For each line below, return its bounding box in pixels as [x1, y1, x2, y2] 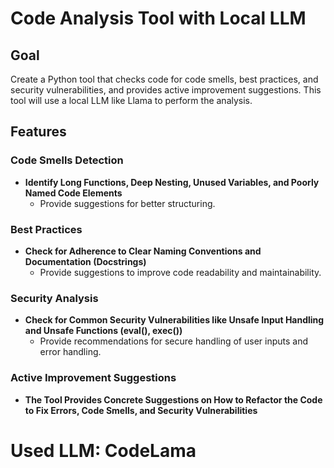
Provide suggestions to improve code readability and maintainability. [39, 266, 322, 278]
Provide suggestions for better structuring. [39, 197, 216, 209]
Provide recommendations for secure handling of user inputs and [39, 335, 309, 347]
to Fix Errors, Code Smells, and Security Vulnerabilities [24, 404, 258, 416]
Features [10, 123, 67, 141]
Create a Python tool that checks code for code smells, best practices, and [10, 73, 319, 85]
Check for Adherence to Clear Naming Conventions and [24, 245, 262, 257]
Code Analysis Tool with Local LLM [10, 7, 307, 30]
